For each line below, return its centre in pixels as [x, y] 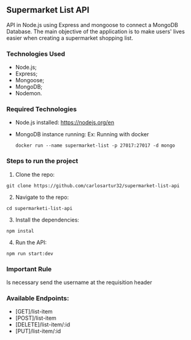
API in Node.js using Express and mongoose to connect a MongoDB [92, 25]
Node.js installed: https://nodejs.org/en [65, 123]
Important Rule [29, 269]
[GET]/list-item [34, 312]
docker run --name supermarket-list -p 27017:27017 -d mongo [95, 146]
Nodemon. [29, 93]
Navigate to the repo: [42, 197]
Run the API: [31, 242]
